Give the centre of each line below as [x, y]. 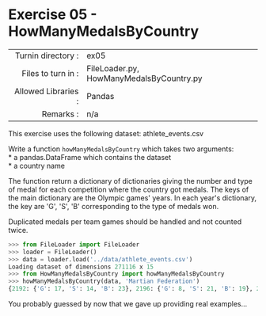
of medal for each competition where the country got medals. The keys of [129, 189]
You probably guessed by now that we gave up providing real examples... [128, 304]
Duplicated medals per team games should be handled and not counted [125, 221]
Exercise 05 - [53, 15]
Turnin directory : [47, 55]
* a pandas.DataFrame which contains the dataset [90, 157]
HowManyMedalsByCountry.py [144, 78]
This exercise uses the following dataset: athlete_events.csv [106, 133]
